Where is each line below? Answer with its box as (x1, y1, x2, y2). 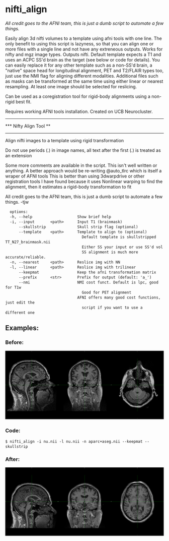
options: (10, 209, 28, 214)
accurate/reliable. (5, 255, 46, 260)
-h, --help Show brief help (10, 214, 112, 219)
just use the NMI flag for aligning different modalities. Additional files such (5, 73, 158, 79)
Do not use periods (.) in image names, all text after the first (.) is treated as (5, 147, 161, 153)
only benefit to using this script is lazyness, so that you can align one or (5, 40, 154, 46)
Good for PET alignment (81, 290, 132, 295)
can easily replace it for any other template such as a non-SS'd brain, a (5, 62, 152, 68)
